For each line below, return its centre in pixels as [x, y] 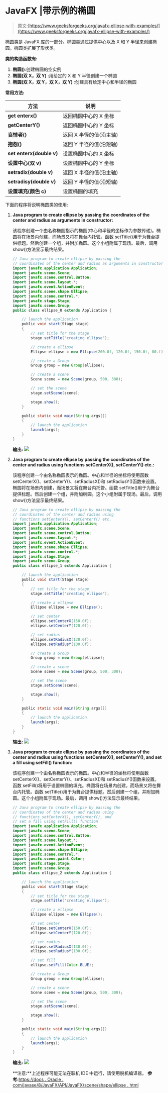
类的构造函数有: [21, 58]
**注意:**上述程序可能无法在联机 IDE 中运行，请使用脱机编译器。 [79, 1073]
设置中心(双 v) [25, 163]
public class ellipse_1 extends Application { [62, 566]
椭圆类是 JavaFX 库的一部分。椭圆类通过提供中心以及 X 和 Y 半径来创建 [79, 42]
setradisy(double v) [32, 181]
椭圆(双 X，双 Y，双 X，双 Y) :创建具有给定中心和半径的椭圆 [74, 82]
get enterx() [23, 116]
